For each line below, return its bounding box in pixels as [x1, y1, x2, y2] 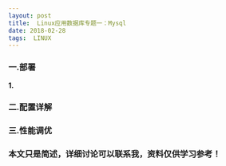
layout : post [8, 11, 52, 20]
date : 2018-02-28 [8, 26, 66, 34]
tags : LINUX [8, 34, 52, 42]
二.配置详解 [8, 101, 53, 113]
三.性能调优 [8, 125, 53, 136]
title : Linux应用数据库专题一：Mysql [8, 19, 126, 27]
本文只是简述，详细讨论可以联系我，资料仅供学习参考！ [8, 148, 221, 160]
